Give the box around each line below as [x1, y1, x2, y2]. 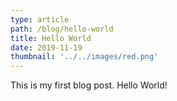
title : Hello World [10, 33, 92, 43]
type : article [10, 14, 70, 25]
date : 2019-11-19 [10, 42, 83, 53]
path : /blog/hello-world [10, 24, 114, 34]
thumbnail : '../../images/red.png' [10, 52, 159, 62]
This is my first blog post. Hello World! [10, 79, 168, 91]
